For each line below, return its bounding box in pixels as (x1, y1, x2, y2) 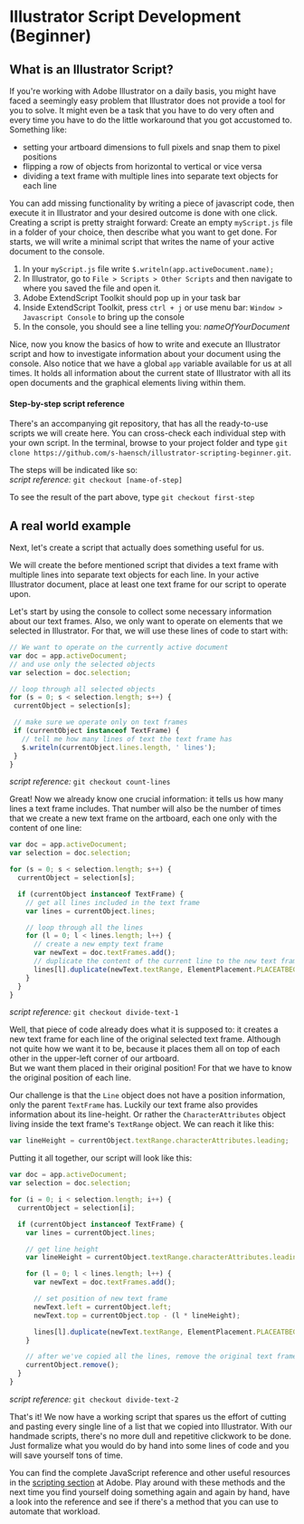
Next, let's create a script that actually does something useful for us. (9, 542, 265, 554)
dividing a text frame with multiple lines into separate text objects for (22, 170, 279, 181)
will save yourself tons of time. (9, 1450, 124, 1461)
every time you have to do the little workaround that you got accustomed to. (9, 115, 292, 125)
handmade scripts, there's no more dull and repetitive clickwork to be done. (9, 1430, 292, 1442)
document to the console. (9, 246, 106, 256)
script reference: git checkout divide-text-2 (9, 1394, 179, 1404)
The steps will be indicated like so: (9, 465, 138, 476)
